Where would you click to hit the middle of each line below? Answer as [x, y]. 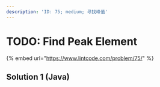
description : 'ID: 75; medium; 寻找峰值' [57, 12]
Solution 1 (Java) [38, 76]
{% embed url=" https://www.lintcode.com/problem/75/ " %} [80, 58]
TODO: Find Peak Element [72, 41]
